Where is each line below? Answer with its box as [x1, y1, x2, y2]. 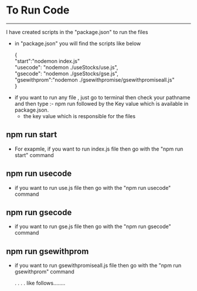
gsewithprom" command [14, 268, 74, 275]
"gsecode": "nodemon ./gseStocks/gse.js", [14, 70, 118, 77]
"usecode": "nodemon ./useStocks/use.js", [14, 63, 118, 71]
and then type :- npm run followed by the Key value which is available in [14, 100, 189, 107]
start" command [14, 151, 54, 159]
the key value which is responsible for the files [23, 112, 136, 119]
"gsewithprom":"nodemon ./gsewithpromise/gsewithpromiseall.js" [14, 76, 175, 83]
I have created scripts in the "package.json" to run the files [6, 28, 148, 35]
